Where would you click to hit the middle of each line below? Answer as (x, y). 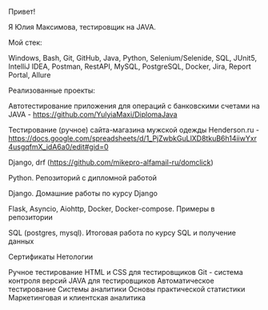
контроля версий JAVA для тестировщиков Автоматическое (111, 280)
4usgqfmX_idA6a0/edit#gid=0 (58, 147)
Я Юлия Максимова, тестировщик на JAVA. (82, 27)
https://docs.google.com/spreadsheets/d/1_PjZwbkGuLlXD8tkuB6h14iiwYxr (133, 138)
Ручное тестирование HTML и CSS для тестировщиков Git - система (126, 272)
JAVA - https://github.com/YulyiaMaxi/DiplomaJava (93, 114)
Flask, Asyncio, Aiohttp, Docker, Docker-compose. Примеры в (112, 209)
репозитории (31, 217)
